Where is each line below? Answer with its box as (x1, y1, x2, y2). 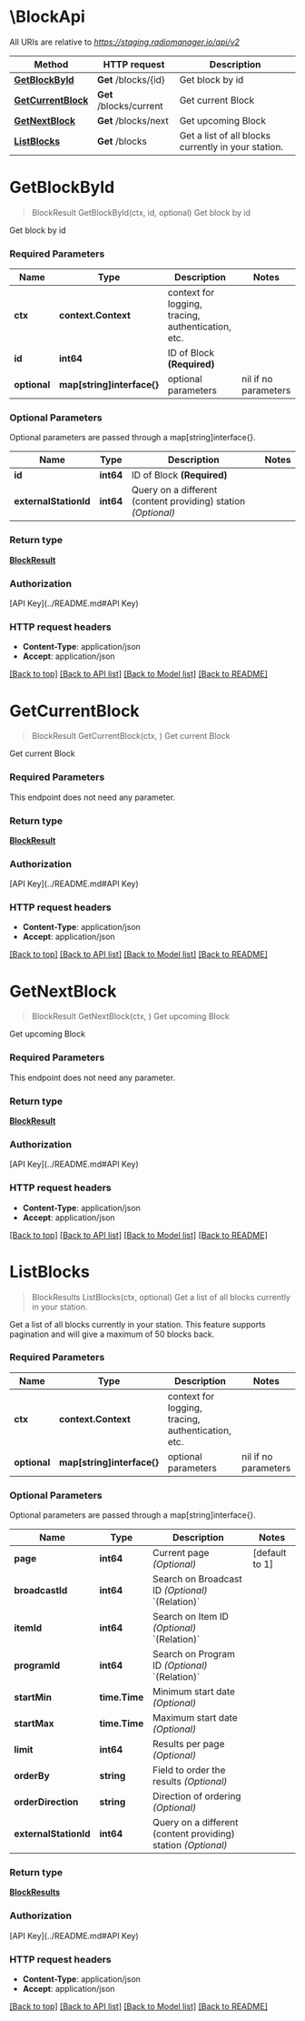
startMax (14, 1717, 54, 1730)
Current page (152, 1547, 210, 1560)
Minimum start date (152, 1685, 236, 1698)
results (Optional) (152, 1775, 228, 1788)
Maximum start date (152, 1712, 238, 1724)
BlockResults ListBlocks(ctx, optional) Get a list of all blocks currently (31, 1291, 290, 1302)
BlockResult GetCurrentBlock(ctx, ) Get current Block (31, 731, 231, 742)
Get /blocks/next (96, 114, 170, 126)
